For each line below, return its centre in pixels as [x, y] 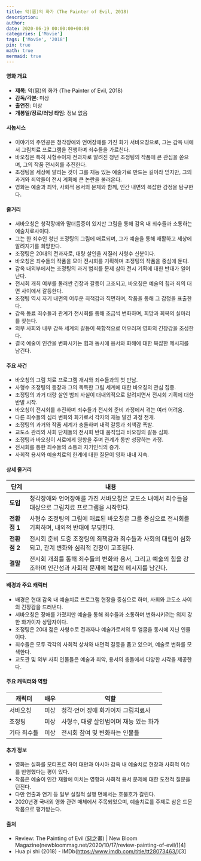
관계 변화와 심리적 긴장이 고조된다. [89, 548]
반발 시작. [26, 402]
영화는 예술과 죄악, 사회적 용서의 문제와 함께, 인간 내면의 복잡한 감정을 [96, 187]
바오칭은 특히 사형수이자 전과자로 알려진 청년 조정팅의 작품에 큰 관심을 [96, 157]
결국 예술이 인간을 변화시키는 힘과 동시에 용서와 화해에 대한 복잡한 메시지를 [102, 343]
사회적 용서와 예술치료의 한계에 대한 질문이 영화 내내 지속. [82, 454]
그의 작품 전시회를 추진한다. [55, 164]
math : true [20, 51]
